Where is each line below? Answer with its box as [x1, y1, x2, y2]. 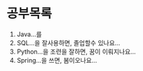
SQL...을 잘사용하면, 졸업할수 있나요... [16, 38, 121, 47]
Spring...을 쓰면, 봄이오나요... [16, 56, 97, 64]
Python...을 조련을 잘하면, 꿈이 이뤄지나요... [16, 47, 136, 56]
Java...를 [16, 30, 43, 38]
